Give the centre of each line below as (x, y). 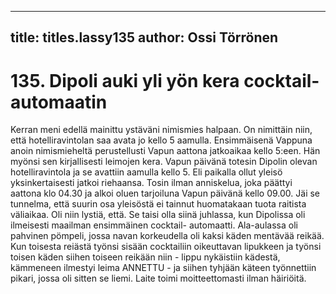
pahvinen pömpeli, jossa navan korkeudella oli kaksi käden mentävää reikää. (167, 236)
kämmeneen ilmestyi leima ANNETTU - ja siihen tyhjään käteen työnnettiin (163, 268)
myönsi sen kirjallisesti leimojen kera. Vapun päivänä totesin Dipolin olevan (164, 162)
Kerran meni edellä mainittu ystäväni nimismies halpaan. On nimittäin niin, (161, 130)
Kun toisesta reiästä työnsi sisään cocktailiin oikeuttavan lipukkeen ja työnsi (166, 247)
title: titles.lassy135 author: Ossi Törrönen (144, 37)
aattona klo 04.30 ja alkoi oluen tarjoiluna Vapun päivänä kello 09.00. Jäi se (165, 193)
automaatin (59, 102)
